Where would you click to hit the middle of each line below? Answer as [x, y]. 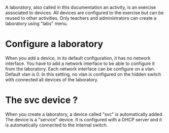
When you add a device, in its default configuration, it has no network [78, 58]
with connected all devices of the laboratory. [52, 79]
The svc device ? [42, 100]
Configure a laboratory [54, 44]
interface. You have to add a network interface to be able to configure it [80, 63]
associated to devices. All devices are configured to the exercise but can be [84, 13]
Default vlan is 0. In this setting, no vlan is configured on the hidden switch [83, 74]
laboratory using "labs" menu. [37, 23]
